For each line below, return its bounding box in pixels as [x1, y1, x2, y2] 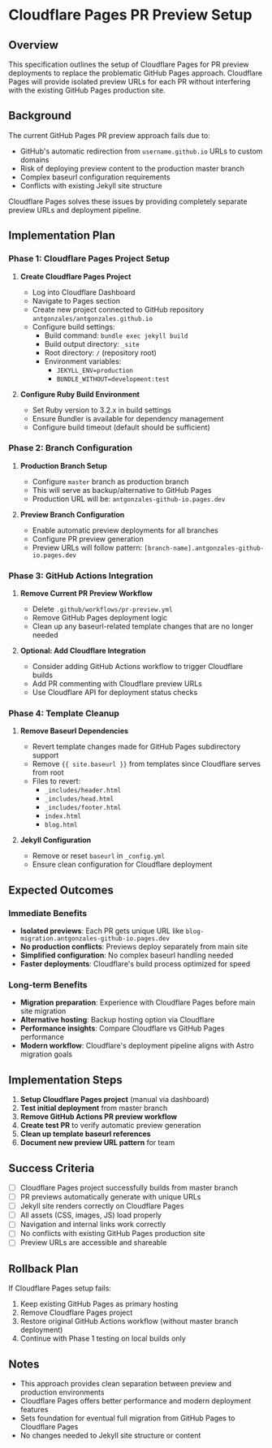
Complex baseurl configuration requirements [19, 172, 171, 182]
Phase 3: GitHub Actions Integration [8, 570, 153, 581]
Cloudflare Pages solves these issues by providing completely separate [8, 197, 248, 206]
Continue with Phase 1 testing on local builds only [19, 1333, 187, 1343]
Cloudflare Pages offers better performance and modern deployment [19, 1396, 252, 1406]
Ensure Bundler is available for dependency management [32, 413, 224, 423]
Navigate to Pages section [32, 296, 120, 305]
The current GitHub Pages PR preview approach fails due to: [8, 130, 211, 140]
